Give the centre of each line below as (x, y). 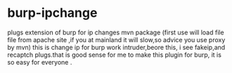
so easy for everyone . (40, 62)
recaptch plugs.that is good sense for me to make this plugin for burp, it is (114, 55)
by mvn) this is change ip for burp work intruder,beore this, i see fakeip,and (116, 47)
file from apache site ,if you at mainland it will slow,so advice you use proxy (116, 39)
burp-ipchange (52, 13)
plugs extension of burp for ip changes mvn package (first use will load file (116, 32)
